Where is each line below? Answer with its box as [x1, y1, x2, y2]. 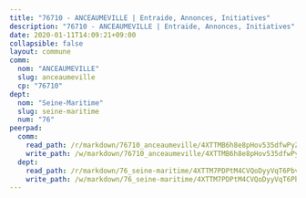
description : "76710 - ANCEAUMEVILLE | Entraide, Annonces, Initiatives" [9, 22, 296, 31]
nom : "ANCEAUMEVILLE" [17, 65, 100, 74]
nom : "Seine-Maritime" [17, 98, 104, 108]
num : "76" [17, 115, 55, 124]
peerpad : [9, 124, 43, 133]
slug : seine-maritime [17, 107, 100, 116]
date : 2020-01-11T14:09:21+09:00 [9, 30, 137, 39]
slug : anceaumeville [17, 73, 96, 82]
